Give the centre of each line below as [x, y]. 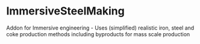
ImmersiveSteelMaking [65, 11]
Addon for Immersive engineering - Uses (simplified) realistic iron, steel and [100, 28]
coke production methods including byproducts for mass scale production [98, 34]
